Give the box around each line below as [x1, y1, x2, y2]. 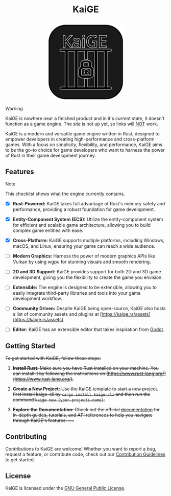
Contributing [5, 432, 47, 441]
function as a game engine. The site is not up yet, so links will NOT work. [5, 121, 158, 127]
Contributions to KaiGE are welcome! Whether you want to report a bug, [5, 446, 157, 452]
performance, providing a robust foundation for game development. [12, 206, 155, 212]
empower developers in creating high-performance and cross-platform [5, 136, 155, 143]
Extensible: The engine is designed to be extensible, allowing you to [12, 285, 157, 291]
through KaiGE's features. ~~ [12, 417, 75, 423]
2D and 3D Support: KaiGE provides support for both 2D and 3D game [12, 269, 161, 275]
